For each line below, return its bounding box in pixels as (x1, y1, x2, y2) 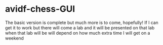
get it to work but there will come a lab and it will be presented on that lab (5, 24, 155, 30)
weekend (5, 35, 24, 41)
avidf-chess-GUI (5, 3, 75, 15)
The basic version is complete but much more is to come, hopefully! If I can (5, 20, 159, 25)
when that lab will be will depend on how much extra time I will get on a (5, 30, 151, 36)
